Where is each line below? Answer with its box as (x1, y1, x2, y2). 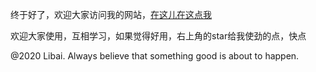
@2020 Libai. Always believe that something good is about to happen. (10, 50, 300, 62)
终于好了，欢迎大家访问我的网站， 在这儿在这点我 (10, 9, 212, 20)
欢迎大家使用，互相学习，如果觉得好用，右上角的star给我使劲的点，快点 (10, 30, 307, 42)
